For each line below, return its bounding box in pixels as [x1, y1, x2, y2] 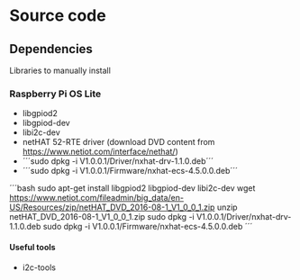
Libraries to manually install [9, 65, 111, 76]
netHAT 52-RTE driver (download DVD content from [22, 137, 215, 148]
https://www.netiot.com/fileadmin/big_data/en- [9, 193, 185, 203]
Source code [9, 5, 106, 26]
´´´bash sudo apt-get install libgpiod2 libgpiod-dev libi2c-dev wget [9, 183, 256, 194]
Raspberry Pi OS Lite [9, 87, 102, 100]
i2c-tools [22, 262, 57, 273]
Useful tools [9, 241, 56, 252]
